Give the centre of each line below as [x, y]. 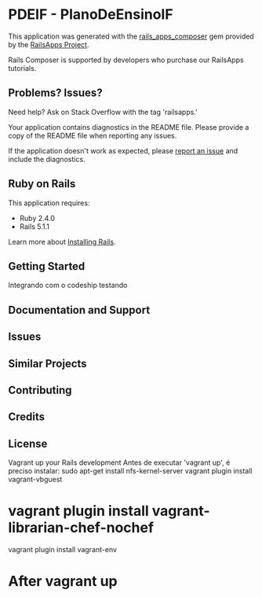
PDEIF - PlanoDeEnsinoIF [91, 15]
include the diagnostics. [47, 159]
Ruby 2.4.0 [37, 218]
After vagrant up [63, 582]
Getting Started [47, 266]
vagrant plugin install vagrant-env [63, 550]
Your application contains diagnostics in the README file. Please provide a [129, 127]
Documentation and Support [79, 310]
